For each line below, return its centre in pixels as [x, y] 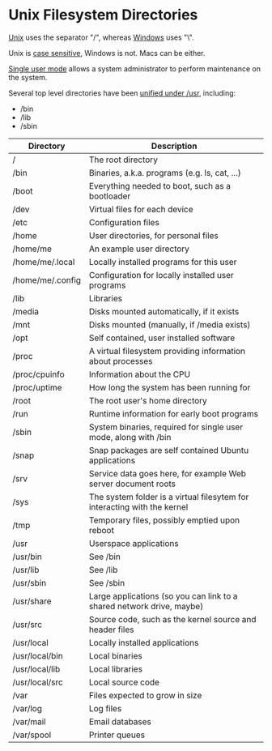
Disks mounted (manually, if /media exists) [170, 324]
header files [111, 629]
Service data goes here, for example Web [168, 473]
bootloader [110, 196]
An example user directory [139, 249]
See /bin [105, 557]
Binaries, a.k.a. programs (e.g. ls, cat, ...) [165, 173]
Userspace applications [134, 543]
